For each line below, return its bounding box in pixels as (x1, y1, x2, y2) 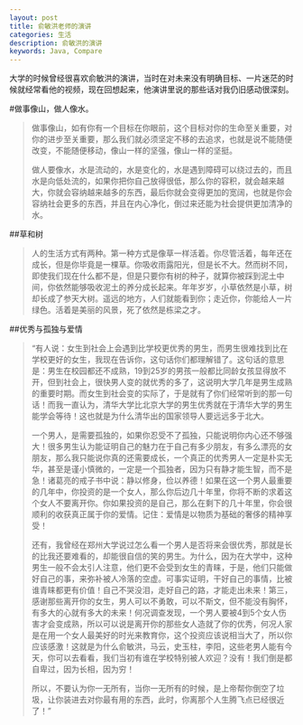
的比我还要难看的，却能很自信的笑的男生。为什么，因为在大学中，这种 (31, 551, 293, 561)
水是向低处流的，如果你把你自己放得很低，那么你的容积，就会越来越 (31, 175, 285, 186)
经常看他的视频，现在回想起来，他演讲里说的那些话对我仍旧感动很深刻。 (24, 84, 294, 95)
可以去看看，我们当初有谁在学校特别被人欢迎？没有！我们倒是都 (55, 653, 293, 664)
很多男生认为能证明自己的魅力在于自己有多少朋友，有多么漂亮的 (47, 441, 285, 452)
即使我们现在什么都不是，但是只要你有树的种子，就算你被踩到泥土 (31, 270, 277, 281)
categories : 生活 (9, 30, 72, 39)
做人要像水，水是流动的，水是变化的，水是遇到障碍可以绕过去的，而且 (31, 165, 293, 175)
